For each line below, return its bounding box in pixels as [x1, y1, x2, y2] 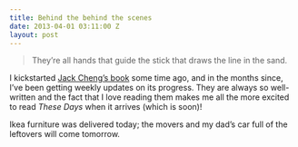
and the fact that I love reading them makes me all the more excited [37, 92, 290, 103]
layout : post [9, 30, 59, 39]
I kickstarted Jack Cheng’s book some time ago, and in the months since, [9, 73, 283, 83]
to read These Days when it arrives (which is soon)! [9, 102, 203, 113]
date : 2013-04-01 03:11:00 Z [9, 22, 120, 31]
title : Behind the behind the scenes [9, 13, 153, 23]
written [9, 92, 36, 103]
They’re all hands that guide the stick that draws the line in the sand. [31, 55, 288, 66]
